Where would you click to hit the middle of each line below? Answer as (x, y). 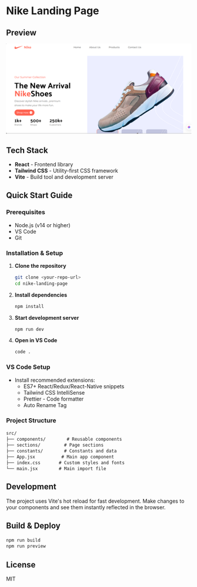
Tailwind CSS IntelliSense (54, 392)
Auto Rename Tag (45, 405)
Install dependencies (41, 295)
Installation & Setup (35, 253)
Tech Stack (27, 150)
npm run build (24, 540)
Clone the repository (40, 265)
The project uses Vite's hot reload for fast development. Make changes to (95, 501)
